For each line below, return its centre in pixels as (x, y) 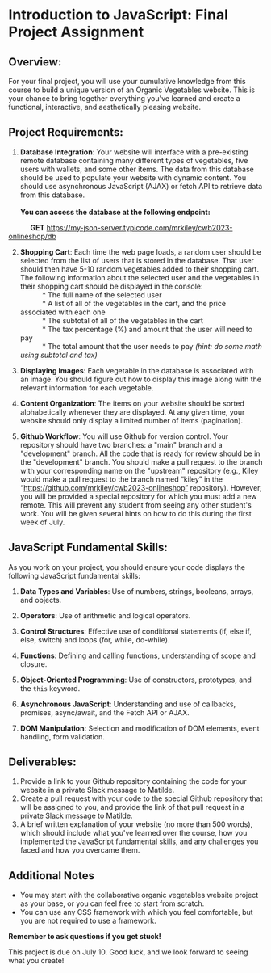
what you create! (36, 961)
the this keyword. (50, 688)
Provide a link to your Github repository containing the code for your (133, 781)
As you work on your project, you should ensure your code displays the (127, 567)
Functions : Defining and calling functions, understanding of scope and (138, 655)
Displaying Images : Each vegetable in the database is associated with (137, 370)
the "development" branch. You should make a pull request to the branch (141, 461)
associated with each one (63, 312)
